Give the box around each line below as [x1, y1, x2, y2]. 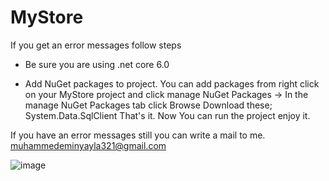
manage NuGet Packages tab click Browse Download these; [24, 99, 273, 111]
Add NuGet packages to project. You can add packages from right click [24, 77, 320, 90]
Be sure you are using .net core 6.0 [24, 58, 170, 70]
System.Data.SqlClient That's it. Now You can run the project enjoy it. [24, 109, 311, 121]
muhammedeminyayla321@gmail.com [10, 139, 167, 151]
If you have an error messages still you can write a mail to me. [10, 129, 266, 141]
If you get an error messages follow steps [10, 39, 182, 51]
